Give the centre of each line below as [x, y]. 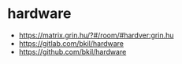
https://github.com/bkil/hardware [72, 52]
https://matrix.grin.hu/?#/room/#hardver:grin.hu [96, 35]
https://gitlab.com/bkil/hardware [71, 43]
